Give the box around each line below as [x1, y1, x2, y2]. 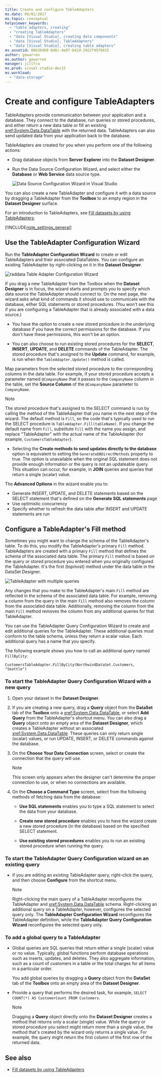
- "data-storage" [9, 75, 44, 80]
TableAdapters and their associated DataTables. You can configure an [5, 256, 144, 263]
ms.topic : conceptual [5, 16, 49, 21]
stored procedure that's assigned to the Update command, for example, [12, 351, 156, 357]
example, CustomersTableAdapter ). [5, 436, 73, 442]
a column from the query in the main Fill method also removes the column [5, 598, 155, 604]
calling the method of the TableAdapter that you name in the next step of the [5, 410, 157, 416]
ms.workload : [5, 71, 31, 75]
